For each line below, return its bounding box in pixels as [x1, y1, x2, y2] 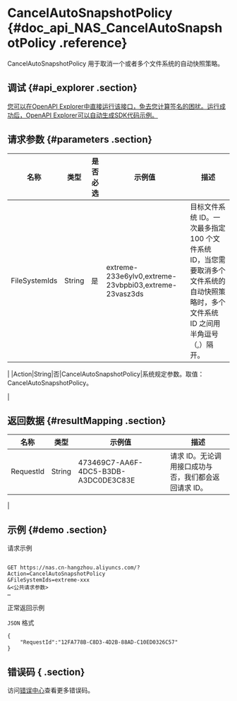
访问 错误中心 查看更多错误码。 [7, 686, 94, 694]
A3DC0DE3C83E [78, 476, 135, 485]
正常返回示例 [7, 603, 44, 612]
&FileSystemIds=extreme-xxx [7, 577, 90, 584]
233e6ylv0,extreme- [106, 271, 177, 281]
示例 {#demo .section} [7, 524, 108, 536]
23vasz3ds [106, 288, 144, 298]
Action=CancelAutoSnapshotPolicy [7, 570, 106, 577]
